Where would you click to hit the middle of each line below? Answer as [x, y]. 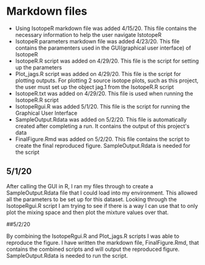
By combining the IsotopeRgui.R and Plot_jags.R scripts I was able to [93, 236]
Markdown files [47, 11]
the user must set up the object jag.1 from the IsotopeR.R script [95, 86]
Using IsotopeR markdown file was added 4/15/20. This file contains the [106, 28]
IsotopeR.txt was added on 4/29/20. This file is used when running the [104, 93]
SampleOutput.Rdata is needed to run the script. [67, 255]
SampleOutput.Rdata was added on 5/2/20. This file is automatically [101, 119]
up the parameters [39, 67]
